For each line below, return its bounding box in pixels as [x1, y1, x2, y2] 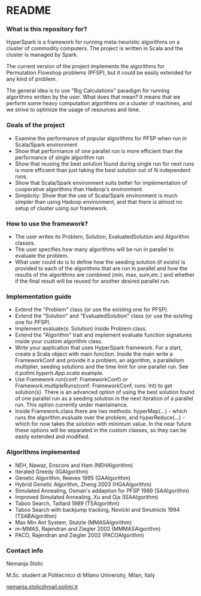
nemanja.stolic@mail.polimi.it [6, 583, 78, 590]
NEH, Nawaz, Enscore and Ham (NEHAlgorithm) [14, 461, 133, 469]
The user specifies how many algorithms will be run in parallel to [14, 246, 174, 253]
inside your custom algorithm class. [14, 338, 103, 345]
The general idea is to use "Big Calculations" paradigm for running [6, 87, 170, 94]
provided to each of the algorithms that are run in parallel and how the [14, 265, 188, 272]
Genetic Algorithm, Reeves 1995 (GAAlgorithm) [14, 474, 131, 481]
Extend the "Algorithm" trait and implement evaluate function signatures [14, 331, 193, 338]
